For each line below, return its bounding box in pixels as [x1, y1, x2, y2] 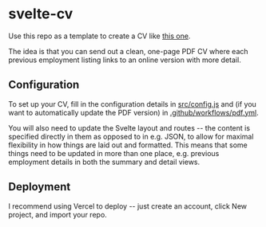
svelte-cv [8, 5, 73, 23]
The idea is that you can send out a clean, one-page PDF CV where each [8, 46, 249, 56]
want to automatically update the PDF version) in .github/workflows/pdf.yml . [8, 108, 260, 117]
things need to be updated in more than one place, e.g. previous [8, 148, 220, 158]
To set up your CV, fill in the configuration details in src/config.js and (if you [8, 99, 257, 108]
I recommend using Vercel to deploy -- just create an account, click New [8, 201, 248, 211]
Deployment [8, 180, 71, 194]
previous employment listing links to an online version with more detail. [8, 55, 241, 65]
